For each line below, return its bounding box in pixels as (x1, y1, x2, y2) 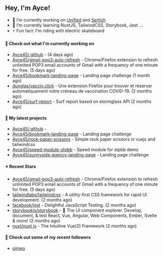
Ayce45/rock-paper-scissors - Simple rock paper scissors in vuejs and (12, 136, 156, 142)
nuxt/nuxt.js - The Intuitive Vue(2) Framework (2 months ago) (12, 223, 137, 229)
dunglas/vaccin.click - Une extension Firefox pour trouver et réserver (12, 83, 153, 89)
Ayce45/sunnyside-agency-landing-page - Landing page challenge (12, 152, 149, 158)
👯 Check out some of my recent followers (5, 234, 91, 240)
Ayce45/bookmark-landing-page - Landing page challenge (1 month (12, 73, 150, 78)
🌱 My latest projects (5, 115, 47, 121)
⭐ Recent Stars (5, 163, 36, 169)
